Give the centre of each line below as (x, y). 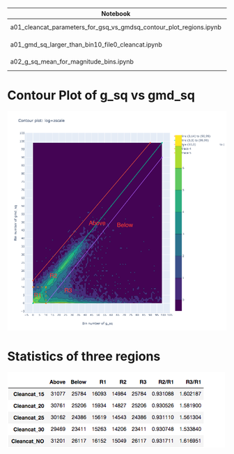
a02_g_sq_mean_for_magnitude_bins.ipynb (72, 61)
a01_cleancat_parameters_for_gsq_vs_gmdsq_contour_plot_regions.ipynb (116, 27)
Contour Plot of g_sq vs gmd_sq (101, 95)
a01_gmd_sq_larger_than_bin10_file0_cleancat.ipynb (86, 44)
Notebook (116, 13)
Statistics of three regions (84, 356)
